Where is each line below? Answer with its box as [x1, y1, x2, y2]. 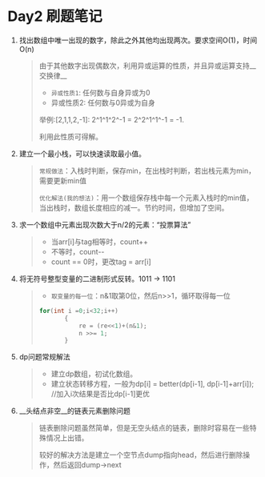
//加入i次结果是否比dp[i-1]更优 [50, 389, 150, 399]
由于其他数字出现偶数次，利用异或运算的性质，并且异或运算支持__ [38, 61, 257, 70]
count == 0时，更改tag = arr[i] [50, 257, 151, 267]
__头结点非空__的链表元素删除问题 [18, 406, 131, 416]
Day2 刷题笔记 [7, 7, 103, 26]
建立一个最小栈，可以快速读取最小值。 [18, 149, 146, 158]
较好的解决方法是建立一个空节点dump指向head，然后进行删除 [38, 450, 243, 460]
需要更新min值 [38, 175, 87, 185]
